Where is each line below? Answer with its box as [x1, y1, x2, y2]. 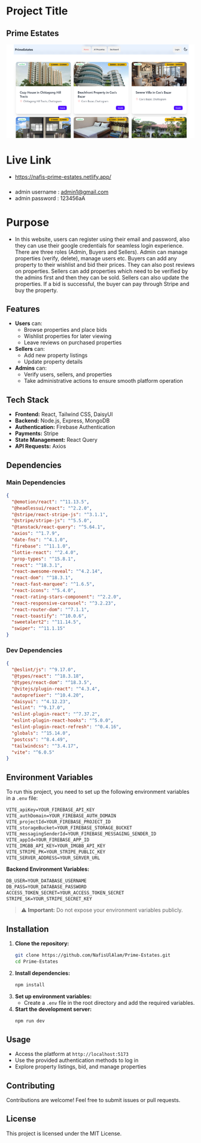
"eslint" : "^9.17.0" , [11, 705, 66, 711]
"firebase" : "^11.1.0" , [11, 543, 71, 549]
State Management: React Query [14, 436, 98, 443]
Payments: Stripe [14, 430, 59, 437]
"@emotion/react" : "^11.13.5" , [11, 499, 90, 505]
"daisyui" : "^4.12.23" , [11, 698, 71, 704]
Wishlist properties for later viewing [23, 332, 112, 340]
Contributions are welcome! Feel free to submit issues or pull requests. [6, 1097, 181, 1104]
